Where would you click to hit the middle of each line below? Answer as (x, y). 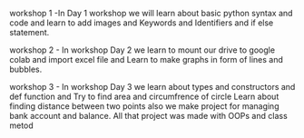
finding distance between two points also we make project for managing (144, 106)
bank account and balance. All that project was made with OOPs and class (148, 116)
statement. (29, 32)
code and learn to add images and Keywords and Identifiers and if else (142, 23)
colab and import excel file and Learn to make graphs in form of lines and (147, 59)
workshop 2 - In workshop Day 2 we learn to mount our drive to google (142, 50)
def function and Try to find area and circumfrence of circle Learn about (144, 96)
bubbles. (26, 69)
